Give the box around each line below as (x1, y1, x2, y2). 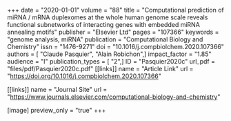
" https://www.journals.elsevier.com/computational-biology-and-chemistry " (7, 93, 221, 101)
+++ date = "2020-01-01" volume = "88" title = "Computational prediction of (7, 6, 224, 14)
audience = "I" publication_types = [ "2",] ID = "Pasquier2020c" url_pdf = (7, 57, 216, 65)
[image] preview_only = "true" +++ (7, 106, 106, 114)
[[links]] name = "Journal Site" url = (7, 86, 108, 93)
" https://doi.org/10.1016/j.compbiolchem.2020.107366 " (7, 72, 162, 80)
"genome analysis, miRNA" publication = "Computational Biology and (7, 35, 203, 44)
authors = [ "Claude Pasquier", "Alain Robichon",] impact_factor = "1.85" (7, 50, 212, 58)
